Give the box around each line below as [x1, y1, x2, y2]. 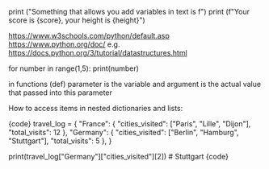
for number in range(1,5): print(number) [8, 64, 140, 73]
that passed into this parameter [8, 88, 113, 97]
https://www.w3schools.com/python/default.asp [8, 31, 170, 40]
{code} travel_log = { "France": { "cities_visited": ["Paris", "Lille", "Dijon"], [8, 119, 251, 128]
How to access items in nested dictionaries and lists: [8, 104, 183, 113]
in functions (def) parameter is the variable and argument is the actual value [8, 80, 261, 89]
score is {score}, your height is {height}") [8, 15, 145, 25]
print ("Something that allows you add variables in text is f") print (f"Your [8, 7, 250, 16]
